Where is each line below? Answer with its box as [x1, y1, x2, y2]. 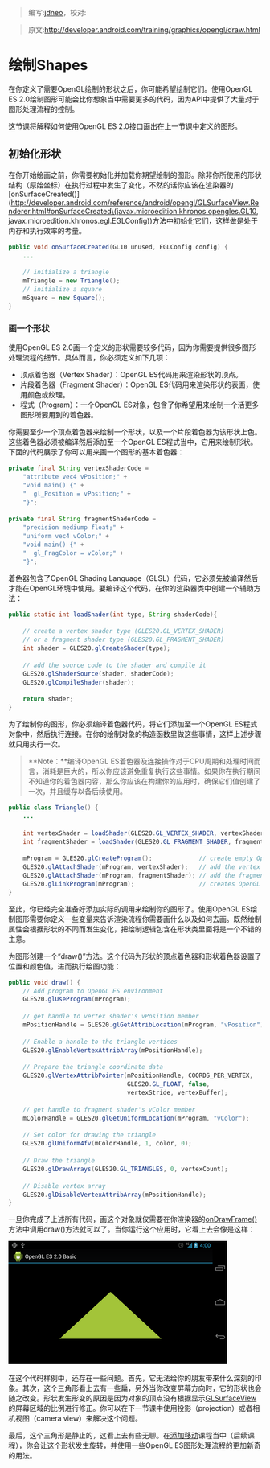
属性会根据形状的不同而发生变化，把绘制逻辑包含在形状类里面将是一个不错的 [8, 924, 262, 934]
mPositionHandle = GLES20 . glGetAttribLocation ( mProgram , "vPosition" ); [22, 1021, 268, 1029]
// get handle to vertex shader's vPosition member [22, 1013, 199, 1021]
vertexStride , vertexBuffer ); [127, 1089, 228, 1097]
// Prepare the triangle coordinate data [22, 1063, 163, 1071]
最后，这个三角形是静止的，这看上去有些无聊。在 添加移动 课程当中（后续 [8, 1431, 247, 1441]
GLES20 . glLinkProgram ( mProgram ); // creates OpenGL [22, 880, 261, 888]
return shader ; [22, 695, 74, 703]
